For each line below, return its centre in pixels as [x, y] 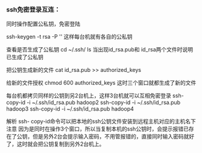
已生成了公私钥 [25, 57]
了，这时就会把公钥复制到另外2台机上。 [55, 144]
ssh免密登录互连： [33, 9]
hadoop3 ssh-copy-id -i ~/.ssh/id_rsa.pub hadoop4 [70, 109]
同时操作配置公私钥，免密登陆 [43, 24]
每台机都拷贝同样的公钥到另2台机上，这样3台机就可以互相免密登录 [89, 96]
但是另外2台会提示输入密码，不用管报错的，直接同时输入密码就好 [113, 137]
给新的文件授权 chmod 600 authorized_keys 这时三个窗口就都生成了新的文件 [101, 83]
